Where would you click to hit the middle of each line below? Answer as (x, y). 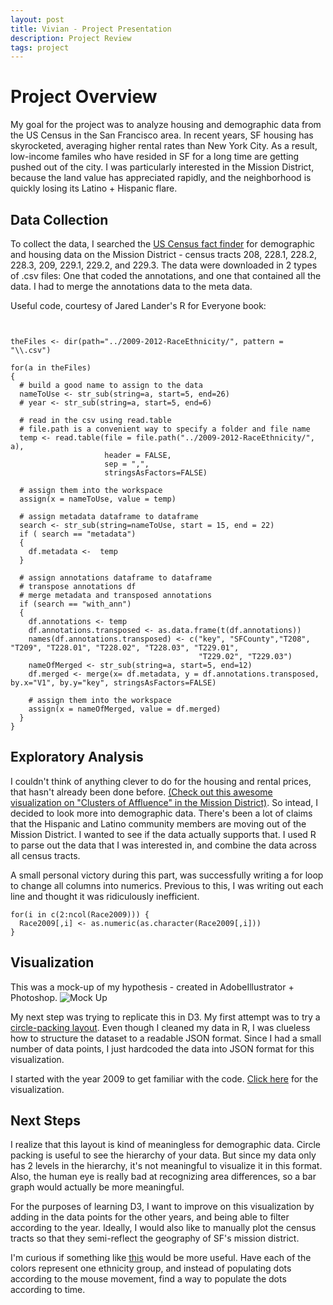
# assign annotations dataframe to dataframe (116, 578)
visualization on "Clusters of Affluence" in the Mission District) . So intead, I (164, 802)
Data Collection (59, 219)
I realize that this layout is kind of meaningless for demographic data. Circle (166, 1145)
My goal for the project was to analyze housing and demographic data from (166, 125)
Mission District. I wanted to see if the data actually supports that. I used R (163, 834)
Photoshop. (34, 997)
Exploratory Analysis (77, 757)
